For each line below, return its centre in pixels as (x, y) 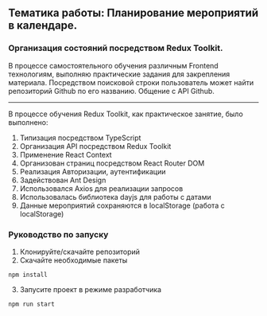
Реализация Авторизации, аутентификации (93, 171)
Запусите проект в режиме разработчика (90, 289)
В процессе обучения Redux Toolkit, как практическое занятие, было (126, 114)
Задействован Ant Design (63, 180)
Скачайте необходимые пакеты (74, 260)
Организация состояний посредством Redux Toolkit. (116, 49)
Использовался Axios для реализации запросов (101, 188)
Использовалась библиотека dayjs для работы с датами (116, 197)
